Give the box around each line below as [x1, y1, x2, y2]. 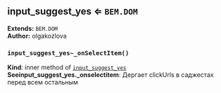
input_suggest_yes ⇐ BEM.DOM [7, 6, 139, 17]
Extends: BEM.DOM [7, 24, 58, 32]
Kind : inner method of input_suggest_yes [7, 63, 127, 72]
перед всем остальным [7, 78, 79, 87]
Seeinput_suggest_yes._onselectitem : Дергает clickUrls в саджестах [7, 71, 214, 79]
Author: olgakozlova [7, 31, 67, 40]
